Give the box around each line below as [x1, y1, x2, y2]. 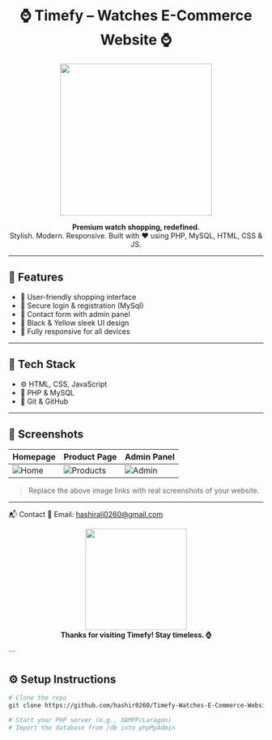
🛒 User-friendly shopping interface [19, 292, 137, 302]
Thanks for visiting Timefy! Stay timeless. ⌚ [60, 630, 212, 640]
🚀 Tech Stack [8, 357, 76, 371]
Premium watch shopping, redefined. [71, 222, 200, 232]
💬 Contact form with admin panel [19, 309, 131, 319]
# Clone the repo [8, 694, 67, 702]
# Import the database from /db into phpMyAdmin [8, 723, 176, 732]
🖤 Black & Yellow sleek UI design [19, 318, 130, 327]
